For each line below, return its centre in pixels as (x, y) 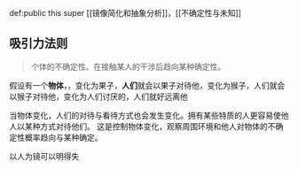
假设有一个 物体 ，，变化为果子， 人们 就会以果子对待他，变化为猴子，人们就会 (147, 85)
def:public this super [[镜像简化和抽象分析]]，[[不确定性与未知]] (125, 13)
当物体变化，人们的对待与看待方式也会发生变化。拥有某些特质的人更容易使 (145, 115)
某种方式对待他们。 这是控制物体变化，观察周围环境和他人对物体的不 (150, 126)
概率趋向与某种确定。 (63, 137)
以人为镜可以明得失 (44, 156)
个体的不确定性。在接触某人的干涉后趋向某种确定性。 (128, 66)
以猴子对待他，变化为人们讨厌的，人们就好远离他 (98, 97)
